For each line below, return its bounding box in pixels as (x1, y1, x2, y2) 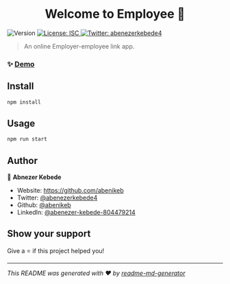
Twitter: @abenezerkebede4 (16, 193, 98, 202)
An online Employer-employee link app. (23, 42, 135, 50)
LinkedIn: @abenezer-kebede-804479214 (16, 209, 136, 217)
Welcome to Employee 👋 (44, 6, 186, 22)
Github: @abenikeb (16, 201, 72, 209)
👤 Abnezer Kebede (7, 173, 62, 181)
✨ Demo (7, 59, 35, 69)
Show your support (7, 228, 91, 239)
